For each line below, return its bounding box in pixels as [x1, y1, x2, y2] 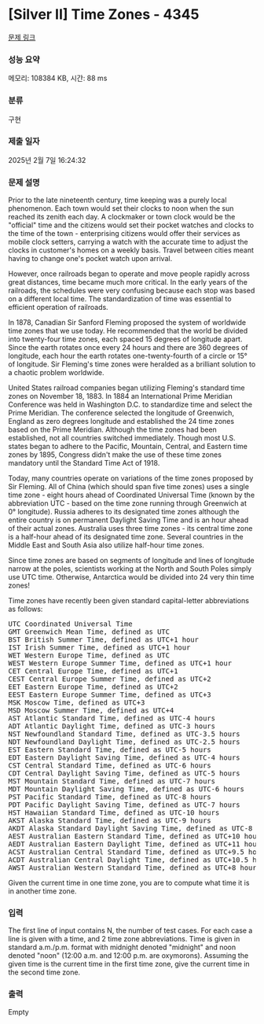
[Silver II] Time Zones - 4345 [8, 6, 200, 24]
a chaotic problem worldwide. [8, 368, 104, 378]
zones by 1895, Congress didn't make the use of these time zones [8, 450, 222, 459]
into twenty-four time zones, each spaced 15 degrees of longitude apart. [8, 334, 243, 344]
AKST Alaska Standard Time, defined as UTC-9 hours [8, 816, 212, 825]
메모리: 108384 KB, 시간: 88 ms [8, 73, 108, 83]
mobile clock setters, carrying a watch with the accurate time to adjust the [8, 238, 249, 247]
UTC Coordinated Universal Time [8, 620, 133, 628]
